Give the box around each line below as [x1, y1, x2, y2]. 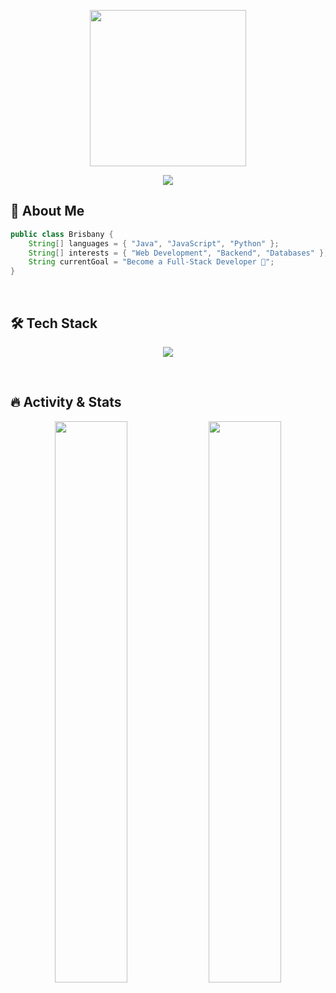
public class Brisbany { [10, 229, 114, 239]
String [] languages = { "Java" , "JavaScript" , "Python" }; [28, 238, 280, 249]
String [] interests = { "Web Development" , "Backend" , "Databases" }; [28, 248, 329, 258]
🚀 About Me [10, 203, 85, 220]
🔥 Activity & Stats [10, 394, 122, 411]
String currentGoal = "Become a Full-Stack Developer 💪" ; [28, 257, 275, 267]
